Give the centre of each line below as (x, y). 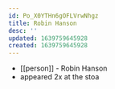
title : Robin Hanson (43, 23)
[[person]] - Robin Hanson (64, 68)
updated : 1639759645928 (48, 38)
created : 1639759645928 (48, 46)
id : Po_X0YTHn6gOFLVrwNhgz (53, 16)
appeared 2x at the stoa (60, 77)
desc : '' (23, 30)
